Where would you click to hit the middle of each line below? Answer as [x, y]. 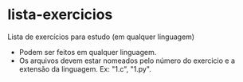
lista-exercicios [60, 15]
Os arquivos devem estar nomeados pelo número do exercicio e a [127, 61]
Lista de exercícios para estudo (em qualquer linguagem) [101, 37]
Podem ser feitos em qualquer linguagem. [88, 52]
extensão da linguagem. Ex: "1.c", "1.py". [85, 68]
